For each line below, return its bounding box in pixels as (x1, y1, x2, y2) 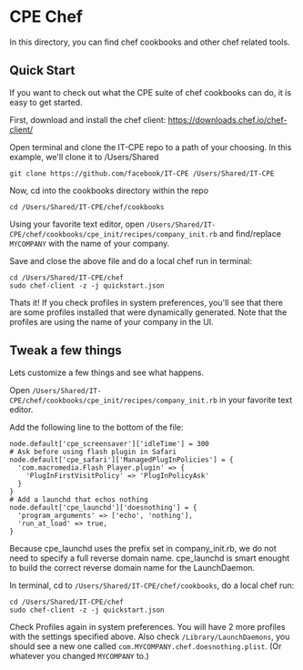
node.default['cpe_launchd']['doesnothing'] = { (9, 502, 197, 512)
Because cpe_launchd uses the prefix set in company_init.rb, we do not (9, 543, 278, 553)
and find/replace (219, 228, 282, 239)
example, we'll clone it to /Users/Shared (9, 151, 159, 162)
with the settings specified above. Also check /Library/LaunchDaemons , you (9, 631, 290, 642)
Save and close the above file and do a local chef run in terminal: (9, 255, 253, 266)
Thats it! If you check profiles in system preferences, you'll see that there (9, 297, 284, 308)
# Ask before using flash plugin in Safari (9, 447, 177, 456)
